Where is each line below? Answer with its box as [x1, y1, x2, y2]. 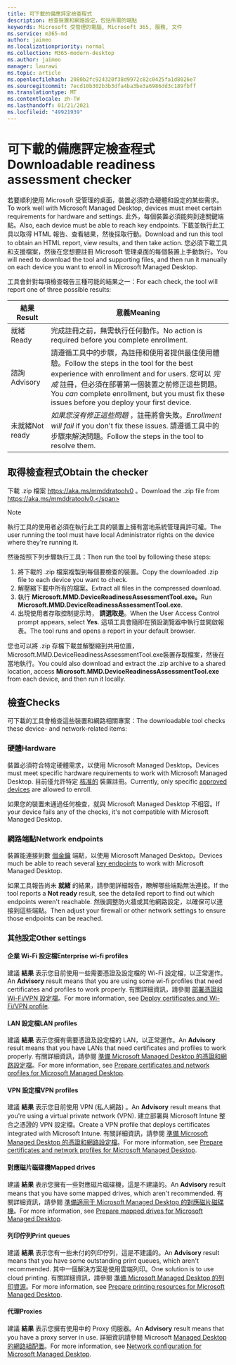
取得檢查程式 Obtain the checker [7, 467, 149, 478]
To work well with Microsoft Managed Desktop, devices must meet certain [7, 204, 223, 212]
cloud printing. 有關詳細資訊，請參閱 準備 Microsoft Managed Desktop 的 [7, 1273, 218, 1282]
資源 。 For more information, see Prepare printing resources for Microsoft [13, 1282, 225, 1290]
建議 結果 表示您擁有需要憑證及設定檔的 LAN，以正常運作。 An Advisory [7, 1036, 216, 1044]
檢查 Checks [7, 696, 60, 708]
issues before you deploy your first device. [51, 397, 192, 407]
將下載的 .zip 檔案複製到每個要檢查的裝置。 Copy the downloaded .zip [17, 567, 219, 576]
